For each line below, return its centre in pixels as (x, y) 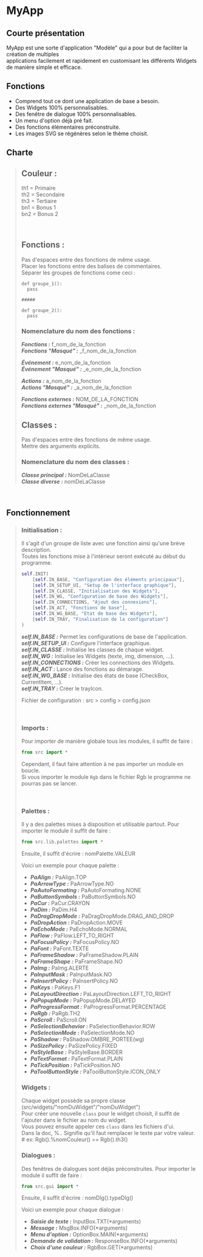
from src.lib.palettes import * (62, 842)
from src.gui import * (50, 1186)
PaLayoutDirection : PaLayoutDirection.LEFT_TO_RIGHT (101, 994)
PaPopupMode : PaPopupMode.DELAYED (83, 1000)
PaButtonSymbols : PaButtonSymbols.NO (83, 897)
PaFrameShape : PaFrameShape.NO (76, 962)
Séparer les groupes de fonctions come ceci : (78, 273)
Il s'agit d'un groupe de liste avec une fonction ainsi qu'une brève (103, 543)
